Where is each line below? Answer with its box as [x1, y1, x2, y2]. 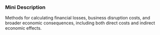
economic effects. [5, 25, 42, 31]
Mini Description [5, 4, 46, 11]
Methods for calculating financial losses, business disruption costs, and [5, 15, 150, 21]
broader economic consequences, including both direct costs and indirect [5, 20, 155, 26]
